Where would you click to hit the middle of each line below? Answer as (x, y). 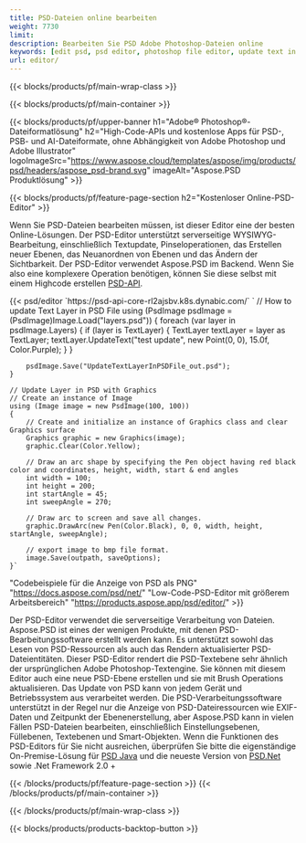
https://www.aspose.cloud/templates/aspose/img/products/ (184, 160)
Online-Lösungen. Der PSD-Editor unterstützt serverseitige (120, 235)
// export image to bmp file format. (98, 550)
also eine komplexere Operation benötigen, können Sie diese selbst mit (143, 274)
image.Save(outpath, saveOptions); (94, 558)
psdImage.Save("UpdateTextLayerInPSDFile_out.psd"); (128, 366)
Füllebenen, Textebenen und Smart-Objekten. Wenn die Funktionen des (144, 737)
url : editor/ (34, 60)
